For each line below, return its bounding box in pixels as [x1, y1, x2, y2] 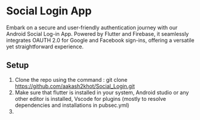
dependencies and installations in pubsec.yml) [14, 101, 130, 109]
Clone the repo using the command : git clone [14, 76, 128, 83]
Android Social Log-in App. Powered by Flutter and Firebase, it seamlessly [6, 30, 189, 37]
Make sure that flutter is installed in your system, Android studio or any [14, 88, 189, 96]
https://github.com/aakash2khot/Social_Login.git [14, 82, 136, 90]
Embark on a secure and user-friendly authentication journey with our [6, 24, 178, 31]
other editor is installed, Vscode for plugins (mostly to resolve [14, 95, 166, 102]
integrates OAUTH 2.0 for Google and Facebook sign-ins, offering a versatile [6, 36, 195, 44]
